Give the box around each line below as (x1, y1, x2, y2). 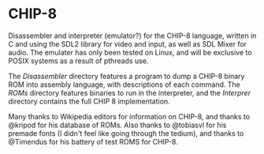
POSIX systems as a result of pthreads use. (8, 56, 149, 66)
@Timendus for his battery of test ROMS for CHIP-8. (8, 137, 179, 146)
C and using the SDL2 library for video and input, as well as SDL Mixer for (8, 39, 247, 48)
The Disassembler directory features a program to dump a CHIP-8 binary (8, 71, 245, 81)
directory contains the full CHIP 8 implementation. (8, 96, 171, 106)
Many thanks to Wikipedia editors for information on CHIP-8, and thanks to (8, 111, 251, 121)
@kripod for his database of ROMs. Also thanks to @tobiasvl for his (8, 120, 227, 130)
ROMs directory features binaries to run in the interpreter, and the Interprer (8, 88, 251, 97)
